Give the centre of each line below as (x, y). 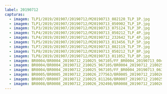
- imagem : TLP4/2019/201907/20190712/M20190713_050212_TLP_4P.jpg (80, 33)
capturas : (15, 14)
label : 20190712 (21, 10)
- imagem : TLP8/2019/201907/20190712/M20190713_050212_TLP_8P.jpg (80, 51)
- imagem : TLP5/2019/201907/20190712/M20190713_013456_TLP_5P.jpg (80, 42)
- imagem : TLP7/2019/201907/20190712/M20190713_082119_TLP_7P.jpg (80, 47)
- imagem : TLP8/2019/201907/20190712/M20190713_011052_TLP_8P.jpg (80, 56)
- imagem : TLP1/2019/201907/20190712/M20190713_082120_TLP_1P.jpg (80, 19)
